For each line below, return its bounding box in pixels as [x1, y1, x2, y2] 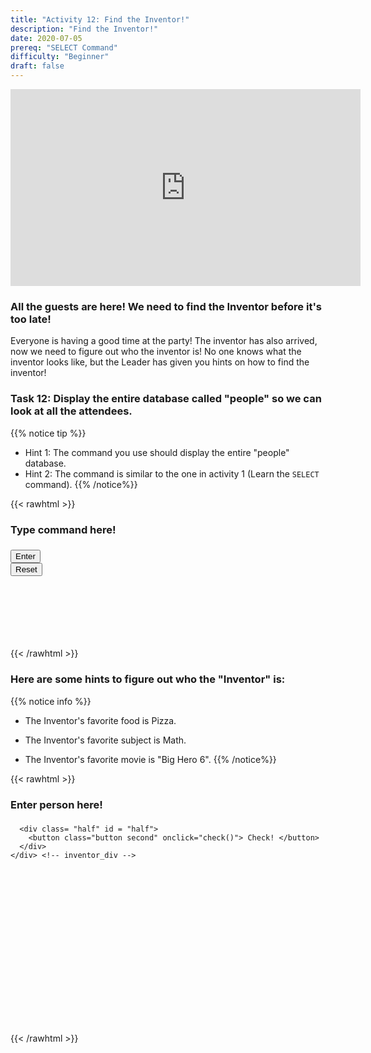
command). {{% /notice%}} [24, 478, 138, 490]
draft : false [10, 61, 65, 71]
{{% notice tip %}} [10, 427, 87, 439]
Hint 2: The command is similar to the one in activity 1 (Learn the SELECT [24, 467, 320, 480]
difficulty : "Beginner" [10, 52, 110, 62]
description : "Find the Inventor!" [10, 24, 159, 34]
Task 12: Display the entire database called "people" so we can [10, 392, 322, 406]
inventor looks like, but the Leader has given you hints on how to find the [10, 356, 310, 368]
